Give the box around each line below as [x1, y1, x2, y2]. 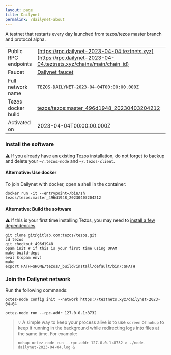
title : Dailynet [5, 12, 40, 17]
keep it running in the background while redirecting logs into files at [17, 325, 159, 332]
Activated [8, 119, 31, 126]
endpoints [8, 61, 32, 68]
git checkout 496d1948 [5, 242, 53, 247]
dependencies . [5, 223, 37, 229]
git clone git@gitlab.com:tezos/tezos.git [5, 233, 97, 238]
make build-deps [5, 250, 40, 256]
